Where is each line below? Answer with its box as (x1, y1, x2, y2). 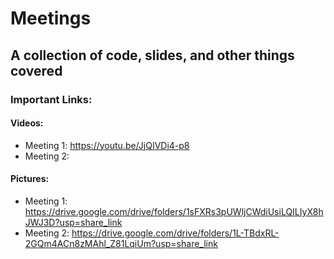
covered (10, 62, 63, 79)
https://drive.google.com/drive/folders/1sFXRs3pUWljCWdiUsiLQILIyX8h (24, 205, 324, 217)
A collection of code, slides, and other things (10, 47, 295, 64)
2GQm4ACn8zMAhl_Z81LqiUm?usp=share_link (24, 237, 218, 249)
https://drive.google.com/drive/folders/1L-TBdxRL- (71, 227, 280, 239)
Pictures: (10, 173, 50, 185)
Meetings (10, 7, 92, 30)
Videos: (10, 117, 44, 129)
